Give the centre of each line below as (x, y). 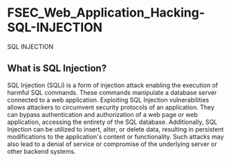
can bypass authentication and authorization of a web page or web (103, 114)
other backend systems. (41, 151)
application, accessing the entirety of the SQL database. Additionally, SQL (112, 122)
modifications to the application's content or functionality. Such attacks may (115, 136)
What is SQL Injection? (57, 68)
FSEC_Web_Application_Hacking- (106, 13)
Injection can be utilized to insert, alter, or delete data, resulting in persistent (115, 129)
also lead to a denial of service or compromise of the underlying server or (112, 144)
